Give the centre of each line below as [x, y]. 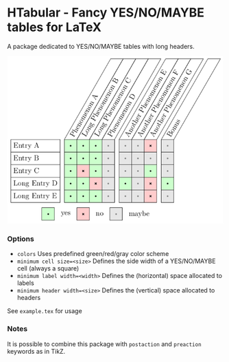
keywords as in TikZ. [36, 351]
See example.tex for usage [45, 311]
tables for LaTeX [54, 27]
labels [25, 283]
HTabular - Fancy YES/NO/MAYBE [106, 13]
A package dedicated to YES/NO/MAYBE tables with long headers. [101, 46]
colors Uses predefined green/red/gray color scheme [93, 254]
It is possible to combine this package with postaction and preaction [104, 344]
